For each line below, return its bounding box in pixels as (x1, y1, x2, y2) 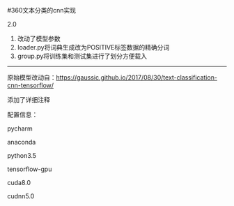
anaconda (7, 138, 36, 146)
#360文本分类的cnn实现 (7, 6, 77, 14)
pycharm (7, 124, 33, 133)
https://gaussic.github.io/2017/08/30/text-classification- (56, 73, 218, 82)
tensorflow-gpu (7, 165, 52, 173)
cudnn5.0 (7, 192, 35, 200)
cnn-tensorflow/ (7, 81, 54, 89)
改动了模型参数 (17, 34, 61, 43)
